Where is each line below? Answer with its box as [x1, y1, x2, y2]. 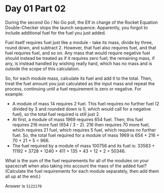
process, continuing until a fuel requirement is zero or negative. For [5, 86, 142, 92]
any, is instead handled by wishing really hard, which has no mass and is [5, 60, 153, 66]
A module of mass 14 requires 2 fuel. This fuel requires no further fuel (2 [12, 100, 160, 106]
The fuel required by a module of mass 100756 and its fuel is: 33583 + [12, 143, 155, 148]
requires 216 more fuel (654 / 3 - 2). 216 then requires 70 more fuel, [12, 122, 150, 128]
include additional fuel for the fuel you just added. [5, 30, 106, 36]
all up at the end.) [5, 173, 41, 179]
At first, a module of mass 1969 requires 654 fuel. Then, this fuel [12, 116, 143, 122]
